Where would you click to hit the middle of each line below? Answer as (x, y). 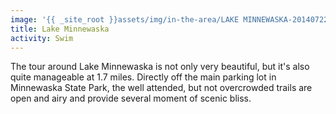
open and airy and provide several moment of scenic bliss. (131, 98)
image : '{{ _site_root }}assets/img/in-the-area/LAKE (125, 19)
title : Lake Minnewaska (60, 29)
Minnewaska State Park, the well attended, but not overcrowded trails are (161, 88)
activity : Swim (42, 38)
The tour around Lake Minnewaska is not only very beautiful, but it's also (160, 67)
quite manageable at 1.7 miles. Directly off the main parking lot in (143, 77)
